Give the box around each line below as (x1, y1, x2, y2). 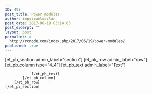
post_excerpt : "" (5, 25, 40, 30)
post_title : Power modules (5, 12, 60, 17)
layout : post (5, 30, 32, 35)
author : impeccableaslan (5, 16, 56, 21)
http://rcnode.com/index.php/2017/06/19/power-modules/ (9, 39, 125, 44)
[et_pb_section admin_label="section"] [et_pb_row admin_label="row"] (5, 56, 148, 62)
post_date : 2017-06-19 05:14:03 (5, 20, 71, 26)
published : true (5, 43, 38, 48)
